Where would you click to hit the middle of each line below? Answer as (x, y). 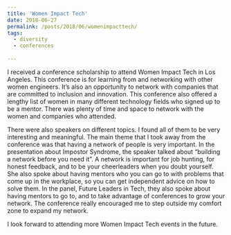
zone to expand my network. (48, 210)
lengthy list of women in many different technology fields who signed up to (114, 101)
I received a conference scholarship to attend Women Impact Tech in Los (111, 72)
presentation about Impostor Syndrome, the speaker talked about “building (114, 151)
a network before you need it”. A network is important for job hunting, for (111, 159)
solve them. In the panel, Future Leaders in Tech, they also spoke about (109, 189)
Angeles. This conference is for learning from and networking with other (110, 79)
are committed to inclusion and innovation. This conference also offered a (112, 94)
